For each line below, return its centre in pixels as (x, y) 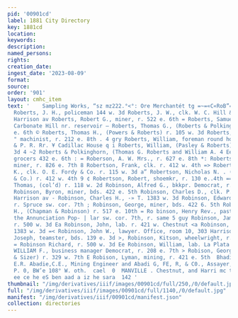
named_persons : (30, 54)
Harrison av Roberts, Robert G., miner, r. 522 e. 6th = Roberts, (114, 119)
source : (19, 86)
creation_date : (30, 67)
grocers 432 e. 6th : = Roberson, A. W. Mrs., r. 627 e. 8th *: (110, 159)
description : (27, 47)
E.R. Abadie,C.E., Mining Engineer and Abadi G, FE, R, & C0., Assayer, (123, 264)
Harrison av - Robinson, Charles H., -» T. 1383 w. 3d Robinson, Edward (123, 198)
